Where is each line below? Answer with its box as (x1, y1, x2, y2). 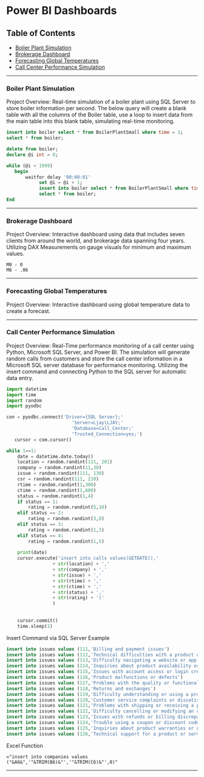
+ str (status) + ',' (52, 589, 104, 596)
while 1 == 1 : (6, 448, 36, 454)
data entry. (6, 374, 33, 381)
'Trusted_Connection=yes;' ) (71, 431, 143, 437)
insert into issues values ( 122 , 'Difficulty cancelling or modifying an (6, 708, 194, 714)
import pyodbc (6, 403, 42, 409)
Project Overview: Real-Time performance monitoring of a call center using (6, 342, 194, 349)
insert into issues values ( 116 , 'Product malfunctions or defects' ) (6, 674, 183, 681)
